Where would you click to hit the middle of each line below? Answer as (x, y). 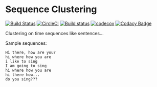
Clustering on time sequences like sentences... (54, 33)
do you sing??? (21, 79)
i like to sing (21, 61)
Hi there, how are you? (31, 52)
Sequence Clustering (51, 9)
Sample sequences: (26, 43)
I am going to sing (26, 66)
